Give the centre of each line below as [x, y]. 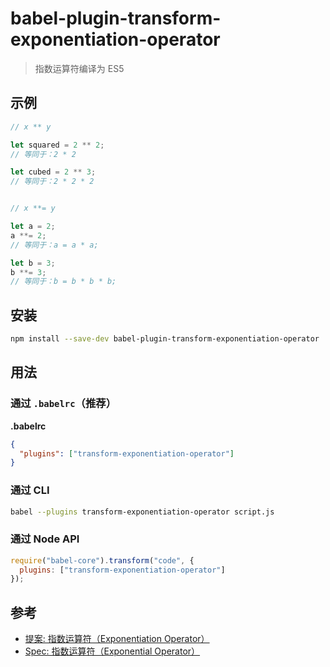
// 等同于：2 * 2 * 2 [52, 182]
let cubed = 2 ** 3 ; [53, 172]
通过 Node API [45, 539]
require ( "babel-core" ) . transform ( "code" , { [102, 560]
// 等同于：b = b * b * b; [63, 282]
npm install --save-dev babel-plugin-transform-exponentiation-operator [165, 339]
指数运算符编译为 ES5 [79, 68]
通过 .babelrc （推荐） [63, 404]
